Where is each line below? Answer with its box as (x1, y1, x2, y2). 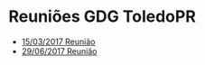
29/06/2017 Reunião (21, 45, 98, 56)
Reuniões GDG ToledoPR (8, 6, 196, 27)
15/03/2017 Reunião (21, 36, 96, 47)
